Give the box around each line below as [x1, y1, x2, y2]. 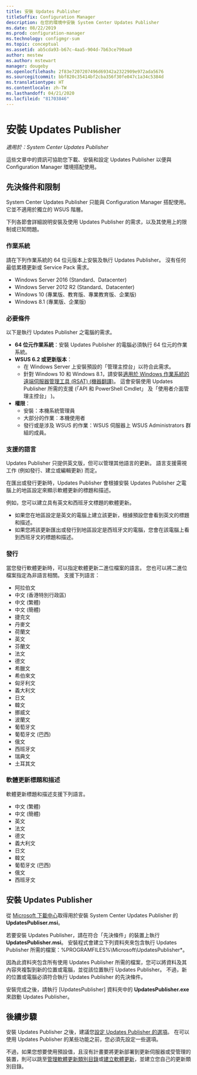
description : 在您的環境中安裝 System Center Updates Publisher [6, 19, 159, 25]
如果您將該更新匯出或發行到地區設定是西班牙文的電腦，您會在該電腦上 [14, 526, 185, 534]
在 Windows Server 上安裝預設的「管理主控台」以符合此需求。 [23, 363, 175, 370]
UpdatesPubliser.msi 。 [6, 919, 63, 926]
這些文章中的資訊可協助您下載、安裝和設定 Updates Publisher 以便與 [6, 156, 172, 163]
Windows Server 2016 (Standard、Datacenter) [14, 276, 127, 283]
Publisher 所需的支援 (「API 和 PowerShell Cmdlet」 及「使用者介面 [23, 385, 184, 392]
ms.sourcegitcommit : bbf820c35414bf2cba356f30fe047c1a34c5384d [6, 74, 164, 80]
